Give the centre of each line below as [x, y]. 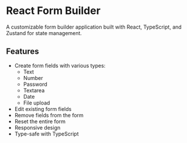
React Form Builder [53, 11]
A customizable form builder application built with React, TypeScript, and [94, 27]
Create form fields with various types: [60, 65]
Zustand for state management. [44, 33]
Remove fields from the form [49, 115]
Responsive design [37, 127]
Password [35, 84]
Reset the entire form [40, 121]
